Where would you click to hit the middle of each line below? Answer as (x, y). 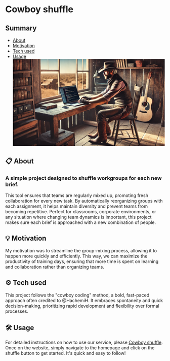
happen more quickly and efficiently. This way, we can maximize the (76, 256)
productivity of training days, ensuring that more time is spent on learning (82, 261)
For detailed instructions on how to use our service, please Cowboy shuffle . (84, 342)
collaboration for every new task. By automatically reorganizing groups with (84, 201)
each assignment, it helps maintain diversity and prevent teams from (77, 206)
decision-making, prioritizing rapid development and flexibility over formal (82, 306)
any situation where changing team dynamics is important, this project (78, 217)
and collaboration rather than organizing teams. (55, 267)
